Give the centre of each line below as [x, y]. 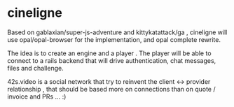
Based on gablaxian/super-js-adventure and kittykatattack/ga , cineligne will [117, 32]
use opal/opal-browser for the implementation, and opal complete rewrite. [114, 39]
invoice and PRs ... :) [37, 97]
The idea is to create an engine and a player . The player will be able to [109, 53]
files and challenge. [36, 68]
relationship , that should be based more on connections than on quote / [111, 89]
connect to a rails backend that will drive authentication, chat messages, [112, 60]
